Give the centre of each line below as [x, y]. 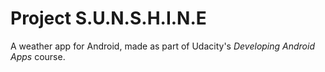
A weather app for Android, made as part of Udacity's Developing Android [162, 46]
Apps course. [38, 56]
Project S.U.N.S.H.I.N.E [108, 18]
